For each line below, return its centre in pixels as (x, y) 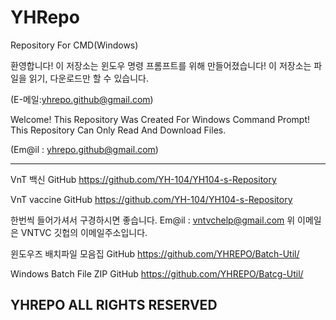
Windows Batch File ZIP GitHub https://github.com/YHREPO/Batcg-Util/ (157, 273)
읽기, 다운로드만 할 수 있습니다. (88, 78)
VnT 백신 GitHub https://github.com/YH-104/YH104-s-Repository (143, 179)
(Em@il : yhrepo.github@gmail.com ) (84, 149)
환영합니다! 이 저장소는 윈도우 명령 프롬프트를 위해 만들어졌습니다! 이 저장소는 (161, 65)
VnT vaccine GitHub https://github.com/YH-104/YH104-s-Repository (151, 199)
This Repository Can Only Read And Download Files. (118, 130)
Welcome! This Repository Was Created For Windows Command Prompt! (160, 119)
